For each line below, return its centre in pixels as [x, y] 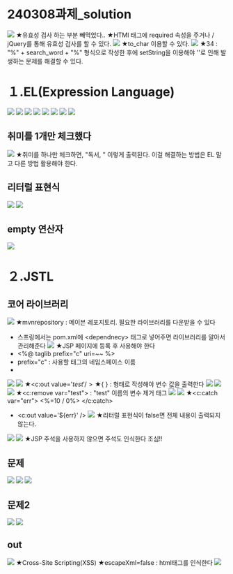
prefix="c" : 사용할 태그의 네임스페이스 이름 [77, 362]
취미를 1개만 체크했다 [49, 137]
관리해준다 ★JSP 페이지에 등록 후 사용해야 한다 [86, 346]
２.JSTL [31, 276]
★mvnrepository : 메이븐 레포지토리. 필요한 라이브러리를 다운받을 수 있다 [115, 323]
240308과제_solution [70, 14]
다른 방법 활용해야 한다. [46, 163]
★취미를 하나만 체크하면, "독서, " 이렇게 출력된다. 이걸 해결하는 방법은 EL [115, 154]
